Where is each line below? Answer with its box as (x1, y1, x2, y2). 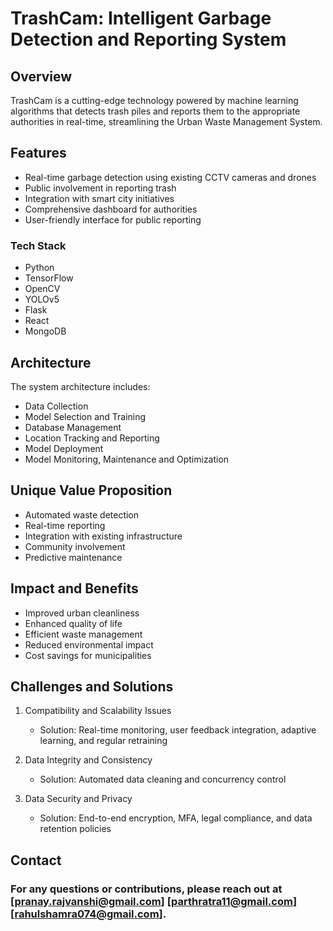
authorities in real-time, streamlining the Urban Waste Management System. (10, 116, 323, 127)
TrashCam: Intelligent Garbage (10, 7, 272, 30)
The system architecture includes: (10, 380, 151, 392)
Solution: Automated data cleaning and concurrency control (39, 773, 287, 786)
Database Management (24, 421, 122, 433)
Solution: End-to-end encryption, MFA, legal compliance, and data (39, 812, 313, 824)
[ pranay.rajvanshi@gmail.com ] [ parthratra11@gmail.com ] (10, 894, 298, 908)
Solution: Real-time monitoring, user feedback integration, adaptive (39, 724, 317, 736)
